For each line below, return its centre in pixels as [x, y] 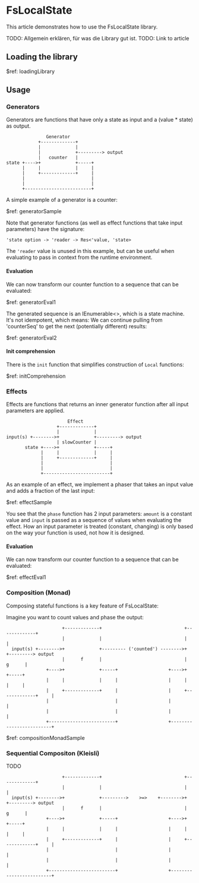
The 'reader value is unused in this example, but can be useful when [90, 251]
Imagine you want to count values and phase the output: [75, 617]
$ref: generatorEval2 [31, 338]
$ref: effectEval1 [26, 577]
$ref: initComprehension [36, 376]
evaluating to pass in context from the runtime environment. [79, 257]
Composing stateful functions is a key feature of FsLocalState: [82, 606]
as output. [18, 126]
